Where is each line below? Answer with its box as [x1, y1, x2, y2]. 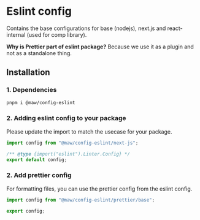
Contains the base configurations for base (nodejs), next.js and [6, 25, 166, 32]
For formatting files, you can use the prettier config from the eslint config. [6, 185, 193, 192]
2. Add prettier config [6, 171, 72, 180]
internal [6, 31, 26, 38]
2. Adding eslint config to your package [6, 114, 127, 123]
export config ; [6, 208, 45, 214]
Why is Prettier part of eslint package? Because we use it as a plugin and [6, 43, 194, 50]
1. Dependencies [6, 86, 57, 94]
